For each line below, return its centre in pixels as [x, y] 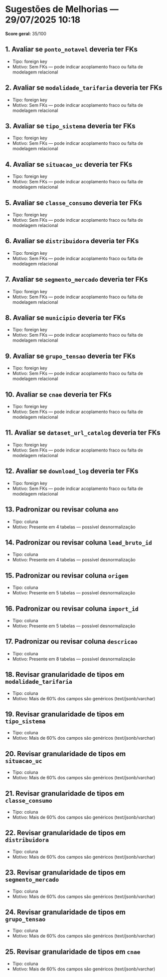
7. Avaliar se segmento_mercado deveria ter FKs [77, 279]
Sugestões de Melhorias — [62, 9]
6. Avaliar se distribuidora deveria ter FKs [72, 241]
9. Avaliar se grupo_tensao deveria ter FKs [70, 356]
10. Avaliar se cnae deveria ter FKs [59, 394]
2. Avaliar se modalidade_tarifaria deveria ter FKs [84, 88]
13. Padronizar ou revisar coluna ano [62, 510]
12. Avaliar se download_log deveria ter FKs [72, 471]
